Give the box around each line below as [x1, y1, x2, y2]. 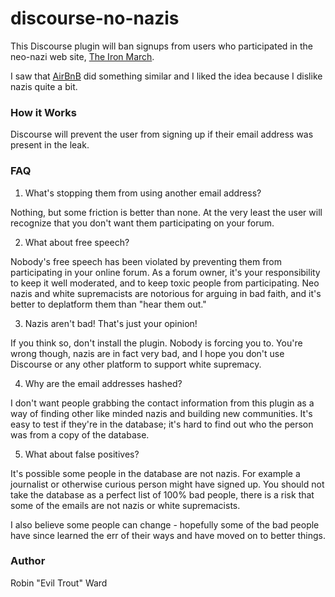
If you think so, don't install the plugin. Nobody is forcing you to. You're [10, 337, 303, 349]
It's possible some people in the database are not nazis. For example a [10, 467, 301, 479]
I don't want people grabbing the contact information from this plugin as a [10, 397, 315, 409]
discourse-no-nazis [10, 7, 180, 30]
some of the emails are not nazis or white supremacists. [10, 499, 241, 511]
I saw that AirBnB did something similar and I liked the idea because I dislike [10, 70, 323, 82]
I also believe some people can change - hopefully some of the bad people [10, 518, 320, 531]
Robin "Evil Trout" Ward [10, 577, 108, 589]
